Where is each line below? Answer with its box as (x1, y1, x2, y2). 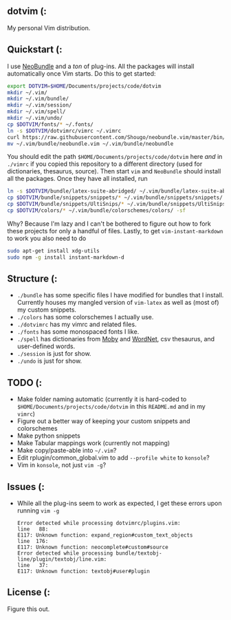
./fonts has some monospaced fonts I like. (16, 328, 140, 336)
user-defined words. (16, 342, 76, 350)
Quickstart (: (7, 44, 63, 56)
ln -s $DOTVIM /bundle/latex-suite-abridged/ (7, 188, 137, 195)
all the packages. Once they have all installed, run (7, 175, 148, 183)
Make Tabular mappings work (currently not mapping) (16, 439, 170, 447)
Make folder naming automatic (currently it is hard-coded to (16, 395, 187, 403)
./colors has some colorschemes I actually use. (16, 313, 154, 321)
